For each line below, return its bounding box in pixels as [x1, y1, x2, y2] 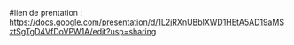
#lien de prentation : [9, 8, 82, 18]
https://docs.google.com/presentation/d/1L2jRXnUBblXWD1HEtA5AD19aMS [9, 17, 285, 27]
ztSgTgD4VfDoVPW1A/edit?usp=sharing [9, 26, 157, 36]
